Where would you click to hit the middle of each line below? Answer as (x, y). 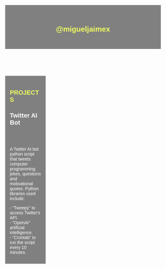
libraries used (23, 193)
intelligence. (21, 232)
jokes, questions (25, 174)
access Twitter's (25, 213)
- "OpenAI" (20, 223)
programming (22, 169)
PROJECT (24, 92)
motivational (21, 183)
